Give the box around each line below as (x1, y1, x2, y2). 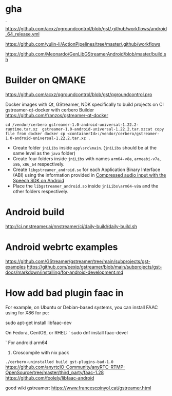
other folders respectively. (12, 188, 69, 194)
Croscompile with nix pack (12, 349, 69, 355)
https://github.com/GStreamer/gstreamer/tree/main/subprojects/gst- (5, 258, 150, 265)
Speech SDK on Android (12, 177, 64, 183)
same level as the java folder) (12, 150, 76, 156)
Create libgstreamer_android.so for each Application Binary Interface (12, 166, 161, 173)
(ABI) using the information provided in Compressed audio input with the (12, 172, 166, 178)
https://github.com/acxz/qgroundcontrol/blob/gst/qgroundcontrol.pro (5, 91, 152, 98)
